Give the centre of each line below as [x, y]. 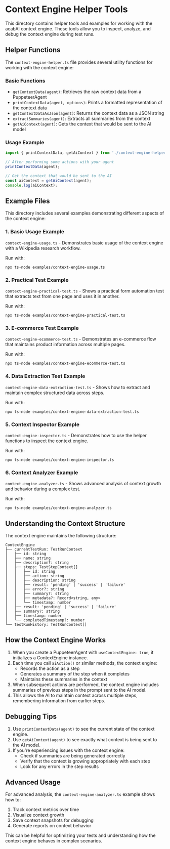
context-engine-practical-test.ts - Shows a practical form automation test [85, 291]
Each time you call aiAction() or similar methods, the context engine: [85, 663]
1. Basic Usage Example [35, 232]
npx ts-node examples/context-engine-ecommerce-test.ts [65, 364]
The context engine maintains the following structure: [61, 536]
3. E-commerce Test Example [42, 328]
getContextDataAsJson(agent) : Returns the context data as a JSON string [88, 113]
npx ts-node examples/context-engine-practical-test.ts [65, 315]
